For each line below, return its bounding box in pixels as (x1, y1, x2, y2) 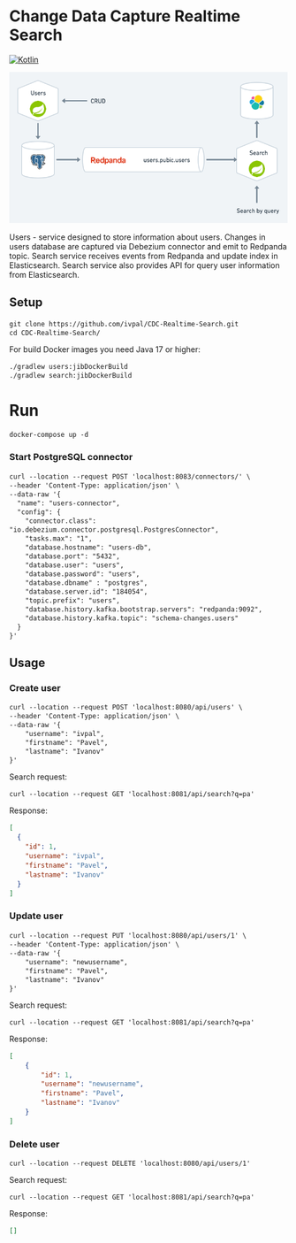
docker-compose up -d (9, 431, 89, 440)
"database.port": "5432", (25, 551, 121, 561)
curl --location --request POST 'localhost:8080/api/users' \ (9, 703, 243, 712)
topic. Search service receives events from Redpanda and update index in (9, 250, 278, 261)
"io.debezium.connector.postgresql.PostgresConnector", (9, 525, 219, 534)
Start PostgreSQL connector (9, 451, 133, 464)
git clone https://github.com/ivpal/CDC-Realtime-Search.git (9, 319, 239, 328)
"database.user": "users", (25, 560, 125, 570)
